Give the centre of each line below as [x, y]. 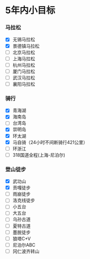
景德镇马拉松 [26, 46]
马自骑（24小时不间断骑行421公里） [50, 142]
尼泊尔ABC [24, 245]
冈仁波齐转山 [26, 251]
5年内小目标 [30, 10]
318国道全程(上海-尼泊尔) [39, 155]
